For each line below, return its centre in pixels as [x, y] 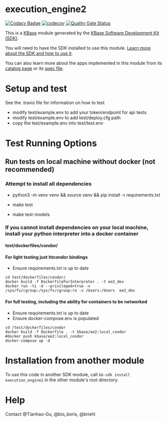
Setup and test [36, 89]
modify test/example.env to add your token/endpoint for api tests [79, 112]
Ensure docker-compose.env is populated [55, 318]
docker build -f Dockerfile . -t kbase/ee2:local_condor [66, 332]
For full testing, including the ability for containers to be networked [76, 302]
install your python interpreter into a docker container [72, 234]
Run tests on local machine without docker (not [80, 162]
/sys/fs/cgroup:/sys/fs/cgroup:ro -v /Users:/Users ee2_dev [70, 291]
